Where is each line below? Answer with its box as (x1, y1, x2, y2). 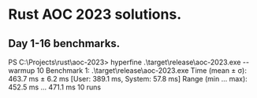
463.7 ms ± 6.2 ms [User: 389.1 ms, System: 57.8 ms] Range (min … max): (8, 74, 248, 83)
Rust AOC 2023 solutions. (8, 5, 182, 24)
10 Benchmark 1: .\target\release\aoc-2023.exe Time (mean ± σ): (36, 66, 247, 75)
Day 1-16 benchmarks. (8, 37, 121, 50)
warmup (8, 66, 35, 75)
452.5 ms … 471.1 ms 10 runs (8, 82, 101, 92)
